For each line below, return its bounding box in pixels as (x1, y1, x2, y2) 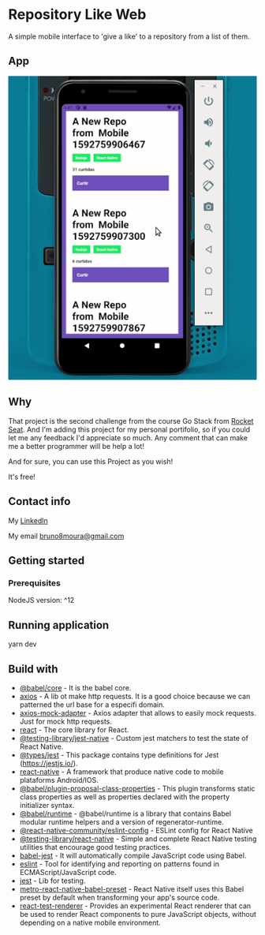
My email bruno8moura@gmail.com (8, 531, 125, 540)
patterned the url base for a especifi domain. (19, 700, 166, 709)
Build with (8, 662, 58, 675)
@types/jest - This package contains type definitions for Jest (19, 750, 219, 759)
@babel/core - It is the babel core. (19, 683, 132, 692)
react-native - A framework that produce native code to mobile (19, 767, 224, 776)
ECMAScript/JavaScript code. (19, 868, 117, 877)
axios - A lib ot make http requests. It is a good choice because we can (19, 692, 251, 701)
